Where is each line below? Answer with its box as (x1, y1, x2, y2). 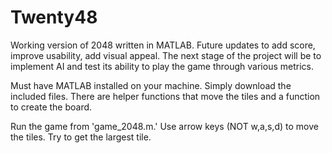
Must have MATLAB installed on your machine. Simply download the (10, 79, 292, 91)
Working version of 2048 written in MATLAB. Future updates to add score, (10, 39, 316, 51)
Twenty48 (10, 6, 98, 29)
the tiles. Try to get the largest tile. (10, 131, 152, 143)
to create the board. (10, 101, 93, 113)
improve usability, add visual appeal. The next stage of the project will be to (10, 49, 322, 61)
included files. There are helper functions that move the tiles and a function (10, 90, 321, 102)
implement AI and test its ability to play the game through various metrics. (10, 60, 314, 72)
